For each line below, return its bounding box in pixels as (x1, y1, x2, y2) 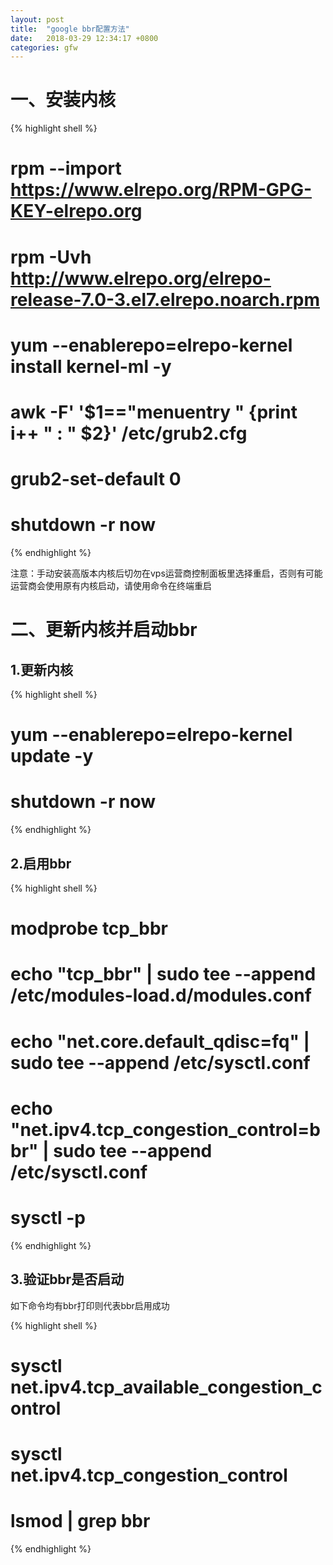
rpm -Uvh (10, 246, 92, 268)
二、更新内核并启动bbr (10, 619, 198, 641)
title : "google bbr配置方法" (10, 24, 130, 34)
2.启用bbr (10, 855, 72, 872)
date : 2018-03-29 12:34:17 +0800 (10, 33, 159, 43)
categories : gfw (10, 42, 78, 53)
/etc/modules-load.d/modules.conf (10, 984, 312, 1007)
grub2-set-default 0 (10, 468, 182, 491)
